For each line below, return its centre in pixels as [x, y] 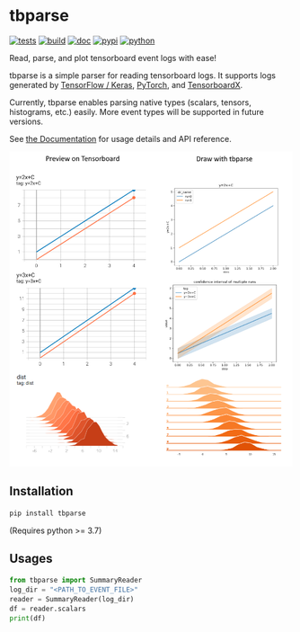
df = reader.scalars [48, 609]
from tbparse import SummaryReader [76, 581]
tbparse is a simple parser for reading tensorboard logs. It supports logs [143, 75]
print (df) [28, 618]
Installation [41, 491]
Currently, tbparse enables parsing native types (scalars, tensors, [130, 102]
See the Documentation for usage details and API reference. [120, 138]
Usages [31, 559]
